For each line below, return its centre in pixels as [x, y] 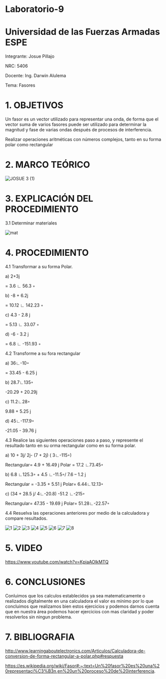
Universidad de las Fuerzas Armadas [83, 32]
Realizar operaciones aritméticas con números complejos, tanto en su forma [83, 139]
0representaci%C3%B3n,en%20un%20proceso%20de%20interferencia [80, 671]
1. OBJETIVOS [34, 105]
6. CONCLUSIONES [45, 582]
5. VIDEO [24, 548]
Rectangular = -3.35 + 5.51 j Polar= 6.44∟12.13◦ [54, 484]
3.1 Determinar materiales [31, 223]
